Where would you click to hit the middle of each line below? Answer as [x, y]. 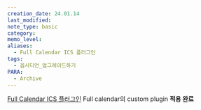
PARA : [15, 72]
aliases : [20, 46]
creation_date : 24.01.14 [43, 14]
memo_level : [25, 40]
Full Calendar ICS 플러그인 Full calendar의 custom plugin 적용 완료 [100, 99]
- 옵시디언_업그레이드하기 [45, 65]
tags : [15, 59]
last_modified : [29, 20]
